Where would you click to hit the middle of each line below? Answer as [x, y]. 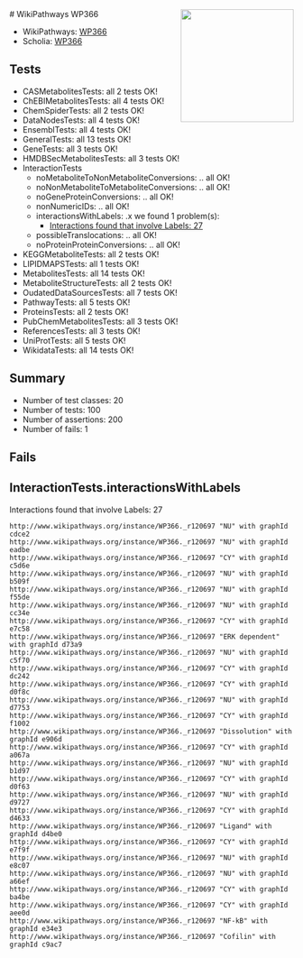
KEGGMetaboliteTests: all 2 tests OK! [91, 254]
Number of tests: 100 [61, 410]
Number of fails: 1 [55, 428]
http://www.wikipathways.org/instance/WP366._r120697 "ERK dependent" [145, 636]
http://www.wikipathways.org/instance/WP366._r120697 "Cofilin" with [143, 936]
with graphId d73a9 [46, 644]
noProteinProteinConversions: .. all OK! [108, 244]
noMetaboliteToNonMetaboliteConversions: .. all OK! [133, 177]
